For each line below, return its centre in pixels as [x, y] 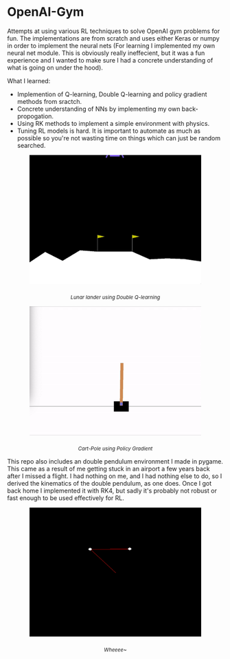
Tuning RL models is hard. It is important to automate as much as [109, 131]
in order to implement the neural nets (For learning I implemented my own [111, 45]
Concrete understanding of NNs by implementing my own [99, 109]
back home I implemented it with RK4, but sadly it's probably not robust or [112, 490]
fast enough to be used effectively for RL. [66, 498]
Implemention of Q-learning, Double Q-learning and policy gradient [112, 94]
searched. [31, 145]
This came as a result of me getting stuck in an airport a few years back [109, 468]
